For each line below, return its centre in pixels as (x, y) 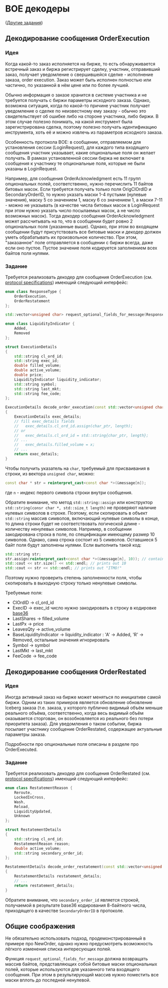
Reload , (22, 807)
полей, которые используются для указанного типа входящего (72, 969)
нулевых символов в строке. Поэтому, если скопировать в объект (76, 513)
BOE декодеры (37, 9)
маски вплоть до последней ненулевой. (48, 980)
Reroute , (23, 793)
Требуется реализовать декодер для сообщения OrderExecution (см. (79, 277)
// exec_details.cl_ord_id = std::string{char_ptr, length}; (81, 435)
